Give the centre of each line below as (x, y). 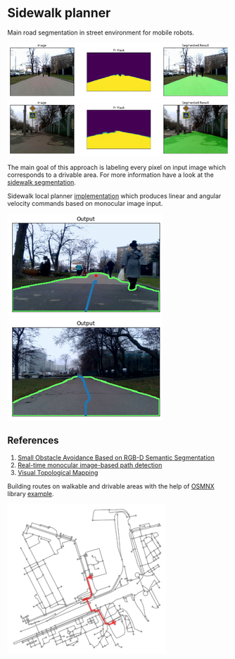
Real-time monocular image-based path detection (90, 465)
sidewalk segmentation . (42, 182)
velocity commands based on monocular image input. (85, 203)
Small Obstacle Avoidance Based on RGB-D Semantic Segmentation (116, 457)
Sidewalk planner (59, 13)
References (33, 441)
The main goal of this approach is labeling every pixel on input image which (117, 167)
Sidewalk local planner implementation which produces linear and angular (114, 196)
